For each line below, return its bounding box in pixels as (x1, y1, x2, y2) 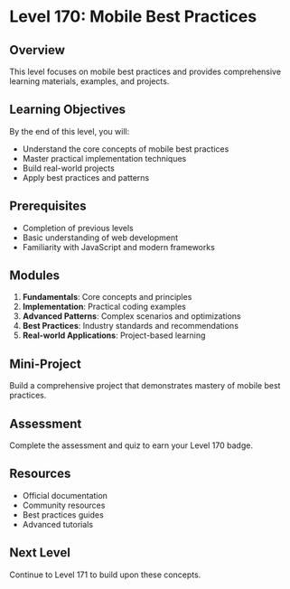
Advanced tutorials (22, 519, 93, 529)
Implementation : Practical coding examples (22, 301, 187, 313)
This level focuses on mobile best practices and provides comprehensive (9, 66, 282, 77)
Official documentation (22, 490, 108, 500)
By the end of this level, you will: (9, 126, 130, 136)
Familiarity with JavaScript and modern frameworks (22, 241, 215, 252)
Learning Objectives (9, 102, 126, 117)
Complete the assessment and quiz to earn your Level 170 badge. (9, 440, 253, 451)
